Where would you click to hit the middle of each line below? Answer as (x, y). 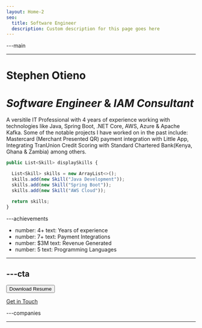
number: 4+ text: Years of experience (61, 230)
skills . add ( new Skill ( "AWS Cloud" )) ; (59, 190)
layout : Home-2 (25, 12)
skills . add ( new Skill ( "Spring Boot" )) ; (62, 185)
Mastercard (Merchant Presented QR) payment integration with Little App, (98, 139)
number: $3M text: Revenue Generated (63, 243)
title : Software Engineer (44, 23)
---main (16, 46)
